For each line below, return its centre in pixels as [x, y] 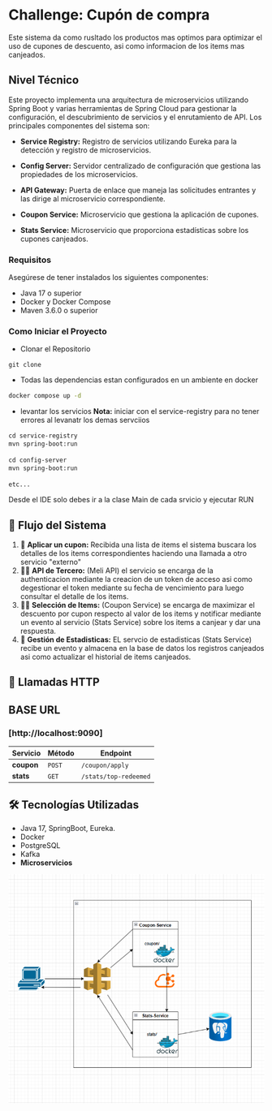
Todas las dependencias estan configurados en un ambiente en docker [139, 380]
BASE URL [35, 710]
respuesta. [38, 631]
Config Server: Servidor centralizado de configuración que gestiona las [140, 166]
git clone [25, 365]
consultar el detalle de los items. [74, 596]
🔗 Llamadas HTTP [54, 682]
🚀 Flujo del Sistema [58, 525]
